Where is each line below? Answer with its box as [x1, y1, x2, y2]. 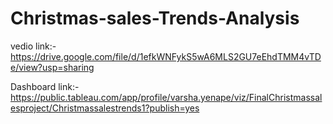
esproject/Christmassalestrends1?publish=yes [10, 102, 200, 114]
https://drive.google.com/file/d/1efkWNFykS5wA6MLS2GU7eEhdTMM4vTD [10, 50, 322, 62]
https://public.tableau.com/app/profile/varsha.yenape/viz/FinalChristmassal [10, 91, 323, 103]
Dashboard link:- [10, 80, 80, 92]
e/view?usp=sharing [10, 61, 95, 73]
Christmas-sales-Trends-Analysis [10, 7, 300, 30]
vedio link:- [10, 40, 57, 52]
